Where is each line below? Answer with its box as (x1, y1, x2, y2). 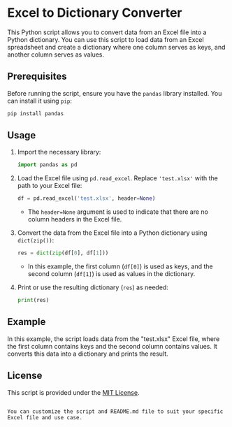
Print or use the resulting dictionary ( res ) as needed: (17, 283, 169, 291)
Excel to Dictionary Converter (7, 5, 182, 21)
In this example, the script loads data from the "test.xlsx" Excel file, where (7, 334, 220, 343)
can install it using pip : (7, 96, 72, 105)
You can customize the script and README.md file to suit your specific (7, 407, 224, 415)
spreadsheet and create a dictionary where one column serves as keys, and (7, 43, 226, 51)
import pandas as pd (17, 161, 78, 168)
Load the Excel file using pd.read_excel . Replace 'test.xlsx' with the (17, 174, 219, 182)
